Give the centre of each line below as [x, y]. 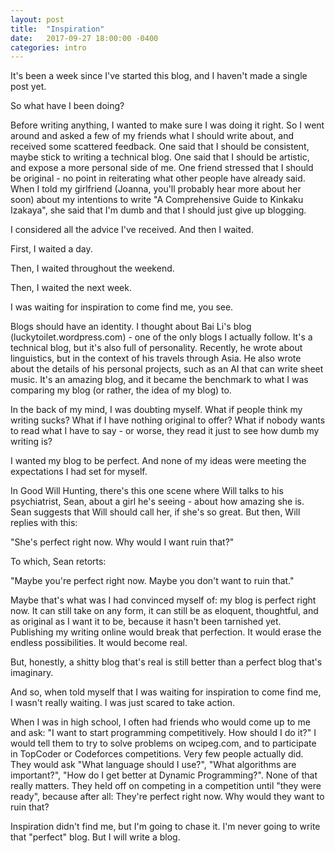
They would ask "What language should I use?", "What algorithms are [153, 765]
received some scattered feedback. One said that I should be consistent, [160, 147]
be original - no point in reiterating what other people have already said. [158, 178]
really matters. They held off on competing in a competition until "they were [166, 786]
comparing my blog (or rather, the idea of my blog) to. [121, 390]
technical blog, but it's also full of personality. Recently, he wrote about [156, 348]
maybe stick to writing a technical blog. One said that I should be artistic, [160, 157]
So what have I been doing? [67, 106]
